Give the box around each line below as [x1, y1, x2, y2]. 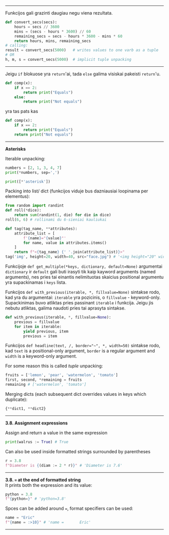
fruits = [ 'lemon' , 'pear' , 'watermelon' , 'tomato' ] [5, 373, 118, 378]
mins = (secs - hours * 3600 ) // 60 [14, 29, 92, 34]
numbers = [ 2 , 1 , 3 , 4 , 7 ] [5, 165, 62, 170]
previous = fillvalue [14, 319, 59, 325]
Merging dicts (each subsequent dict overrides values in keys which [5, 391, 147, 397]
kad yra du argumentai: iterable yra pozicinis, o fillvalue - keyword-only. [5, 294, 161, 300]
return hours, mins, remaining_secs [14, 38, 92, 43]
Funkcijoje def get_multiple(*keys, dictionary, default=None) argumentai [5, 263, 162, 269]
